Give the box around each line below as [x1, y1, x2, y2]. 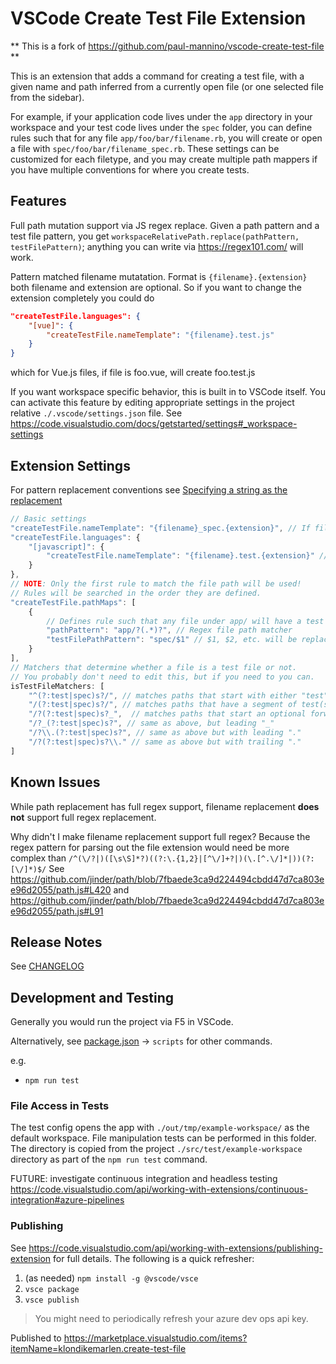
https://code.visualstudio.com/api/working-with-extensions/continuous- [10, 1183, 308, 1196]
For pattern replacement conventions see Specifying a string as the [10, 483, 288, 496]
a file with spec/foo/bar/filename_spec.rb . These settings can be [10, 142, 280, 154]
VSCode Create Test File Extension [10, 7, 307, 30]
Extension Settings [10, 457, 131, 474]
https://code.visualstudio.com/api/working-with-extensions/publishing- [28, 1242, 324, 1254]
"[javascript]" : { [28, 542, 105, 552]
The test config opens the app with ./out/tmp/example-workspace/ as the [10, 1122, 310, 1134]
